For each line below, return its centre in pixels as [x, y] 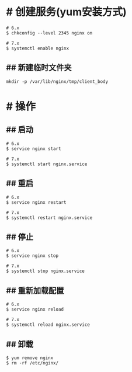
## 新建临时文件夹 [39, 68]
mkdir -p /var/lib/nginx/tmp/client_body [57, 81]
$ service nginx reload [35, 310]
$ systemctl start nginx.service [47, 164]
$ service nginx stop [32, 256]
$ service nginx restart [36, 202]
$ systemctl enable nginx [37, 48]
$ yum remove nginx [30, 358]
